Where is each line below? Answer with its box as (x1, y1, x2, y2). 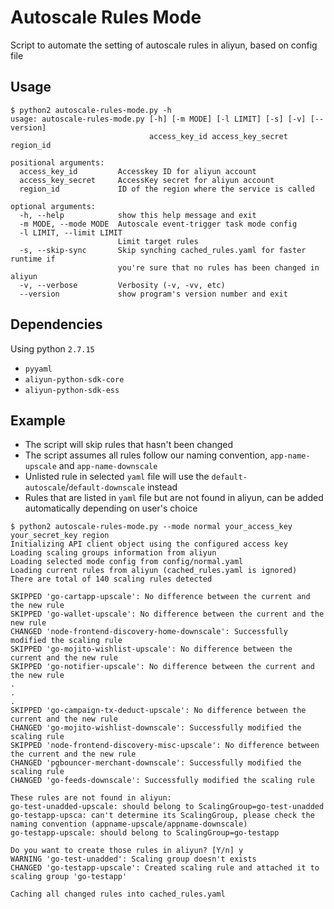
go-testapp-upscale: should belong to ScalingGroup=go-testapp (10, 828, 280, 838)
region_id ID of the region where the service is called (19, 184, 315, 194)
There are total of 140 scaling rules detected (10, 574, 213, 585)
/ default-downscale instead (65, 481, 178, 493)
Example (10, 412, 66, 429)
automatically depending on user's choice (24, 502, 198, 515)
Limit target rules (117, 236, 199, 246)
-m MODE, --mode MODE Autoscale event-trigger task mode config (19, 219, 298, 229)
